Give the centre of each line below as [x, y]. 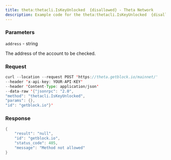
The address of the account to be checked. [51, 53]
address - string [22, 43]
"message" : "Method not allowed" [50, 148]
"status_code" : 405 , [36, 143]
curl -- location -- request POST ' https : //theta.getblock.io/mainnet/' [82, 77]
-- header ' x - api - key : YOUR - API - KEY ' [44, 82]
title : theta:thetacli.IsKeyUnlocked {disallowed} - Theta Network [79, 10]
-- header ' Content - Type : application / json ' [52, 86]
